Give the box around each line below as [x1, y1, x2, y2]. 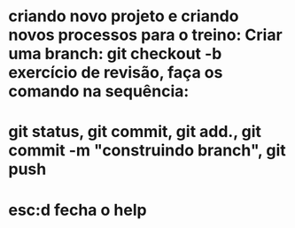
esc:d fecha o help [8, 200, 147, 220]
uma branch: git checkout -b [8, 44, 222, 64]
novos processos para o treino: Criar [8, 25, 283, 45]
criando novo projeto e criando [8, 6, 239, 27]
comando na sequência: [8, 81, 190, 102]
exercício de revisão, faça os [8, 63, 223, 83]
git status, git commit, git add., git [8, 122, 262, 142]
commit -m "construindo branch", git [8, 141, 286, 161]
